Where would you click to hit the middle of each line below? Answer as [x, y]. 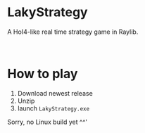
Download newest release [55, 93]
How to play [43, 74]
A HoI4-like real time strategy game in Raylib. [73, 32]
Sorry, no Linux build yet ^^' [48, 122]
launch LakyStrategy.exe [53, 108]
